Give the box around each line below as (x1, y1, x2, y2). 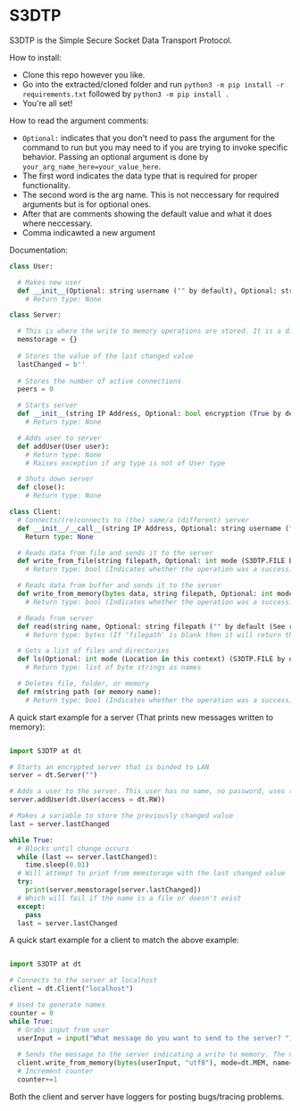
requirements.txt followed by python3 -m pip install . (21, 88, 230, 99)
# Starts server (17, 401, 78, 410)
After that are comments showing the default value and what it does (21, 208, 272, 219)
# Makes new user (17, 278, 82, 286)
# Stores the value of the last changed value (17, 352, 194, 361)
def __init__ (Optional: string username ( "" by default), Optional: (17, 286, 278, 295)
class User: (9, 261, 54, 270)
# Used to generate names (9, 1000, 105, 1009)
